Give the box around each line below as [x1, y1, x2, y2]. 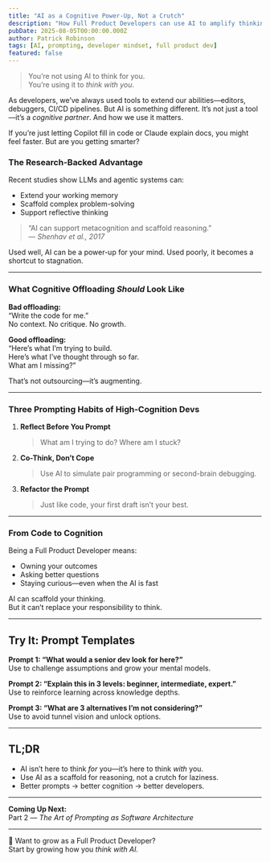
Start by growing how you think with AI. [8, 844, 139, 854]
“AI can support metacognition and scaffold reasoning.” [27, 223, 212, 233]
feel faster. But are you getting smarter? [8, 137, 140, 146]
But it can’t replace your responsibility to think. [8, 603, 162, 612]
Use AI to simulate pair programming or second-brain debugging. [39, 468, 257, 478]
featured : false [8, 49, 63, 57]
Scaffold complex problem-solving [19, 199, 135, 209]
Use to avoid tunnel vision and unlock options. [8, 711, 162, 721]
